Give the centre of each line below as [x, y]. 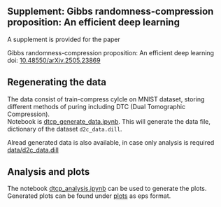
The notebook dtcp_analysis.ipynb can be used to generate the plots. [107, 189]
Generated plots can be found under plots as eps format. [89, 196]
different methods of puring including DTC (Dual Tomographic [97, 106]
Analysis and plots [49, 172]
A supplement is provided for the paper [64, 39]
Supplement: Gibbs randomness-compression [110, 12]
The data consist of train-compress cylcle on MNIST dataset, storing [106, 99]
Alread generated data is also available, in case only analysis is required [111, 142]
